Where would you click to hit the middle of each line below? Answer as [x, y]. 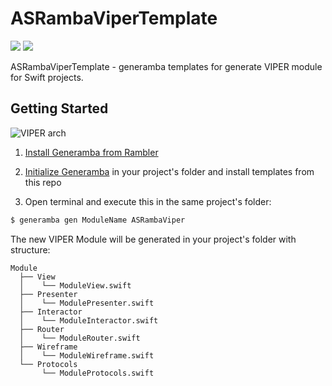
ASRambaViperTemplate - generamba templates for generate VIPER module [166, 66]
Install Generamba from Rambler [91, 152]
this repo [43, 182]
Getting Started [59, 108]
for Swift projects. [47, 77]
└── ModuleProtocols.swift [98, 373]
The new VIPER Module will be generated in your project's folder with [153, 239]
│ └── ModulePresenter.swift [87, 303]
